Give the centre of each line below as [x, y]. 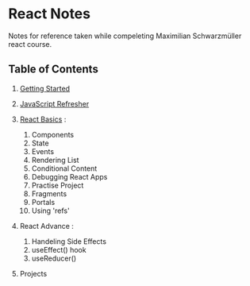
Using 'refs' [50, 211]
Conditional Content [64, 168]
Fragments [49, 193]
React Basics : [43, 119]
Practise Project [58, 185]
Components [52, 134]
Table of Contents [54, 70]
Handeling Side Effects [69, 241]
